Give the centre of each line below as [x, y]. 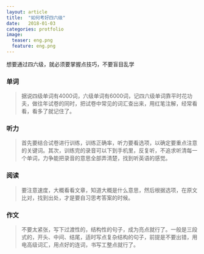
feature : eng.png [34, 46]
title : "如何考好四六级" [36, 18]
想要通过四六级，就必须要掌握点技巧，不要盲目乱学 [70, 64]
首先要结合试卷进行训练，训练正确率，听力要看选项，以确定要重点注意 [109, 143]
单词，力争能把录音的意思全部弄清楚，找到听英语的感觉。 [99, 158]
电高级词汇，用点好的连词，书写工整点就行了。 [80, 245]
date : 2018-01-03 [31, 23]
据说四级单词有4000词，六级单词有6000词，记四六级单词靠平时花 [104, 96]
